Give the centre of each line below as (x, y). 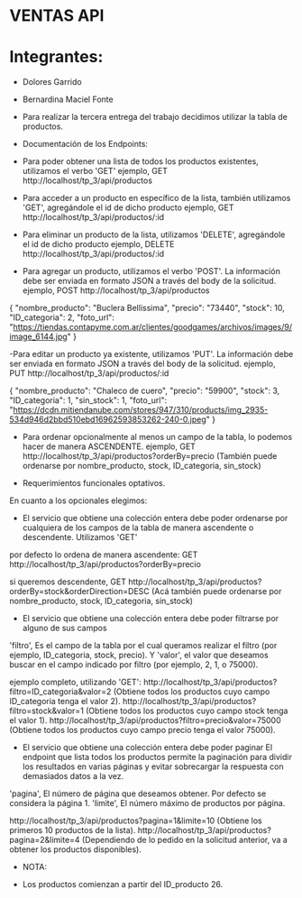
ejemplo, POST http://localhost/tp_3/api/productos (116, 290)
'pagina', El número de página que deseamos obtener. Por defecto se (138, 793)
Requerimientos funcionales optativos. (94, 483)
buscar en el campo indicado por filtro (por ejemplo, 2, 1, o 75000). (134, 664)
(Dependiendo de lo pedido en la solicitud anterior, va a (185, 840)
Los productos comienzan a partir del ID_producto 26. (123, 884)
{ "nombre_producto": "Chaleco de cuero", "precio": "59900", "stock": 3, (145, 391)
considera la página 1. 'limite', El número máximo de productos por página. (147, 803)
